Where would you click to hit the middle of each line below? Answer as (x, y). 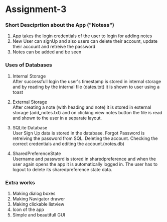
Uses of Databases (29, 65)
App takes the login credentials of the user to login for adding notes (82, 36)
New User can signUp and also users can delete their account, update (85, 41)
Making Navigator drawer (39, 199)
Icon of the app (28, 209)
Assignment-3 (36, 9)
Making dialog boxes (34, 194)
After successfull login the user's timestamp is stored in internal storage (87, 81)
